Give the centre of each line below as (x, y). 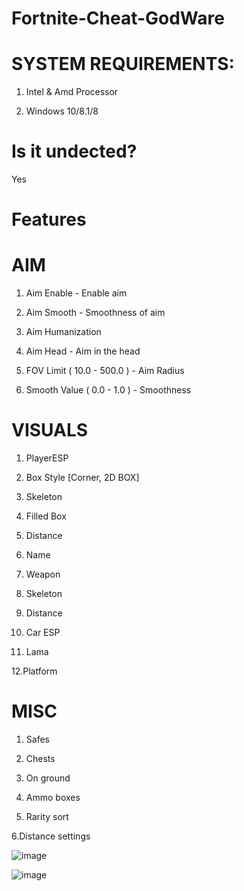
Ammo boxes (53, 798)
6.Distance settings (51, 836)
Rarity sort (47, 817)
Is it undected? (74, 151)
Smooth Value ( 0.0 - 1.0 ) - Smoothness (108, 390)
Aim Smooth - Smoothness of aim (95, 313)
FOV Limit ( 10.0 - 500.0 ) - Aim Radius (105, 371)
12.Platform (34, 671)
